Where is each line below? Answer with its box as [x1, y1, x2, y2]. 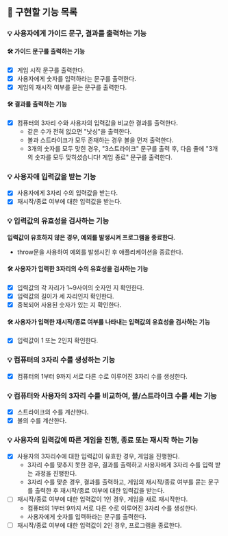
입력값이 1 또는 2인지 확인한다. [16, 336, 99, 345]
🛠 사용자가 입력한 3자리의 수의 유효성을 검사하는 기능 [7, 265, 149, 273]
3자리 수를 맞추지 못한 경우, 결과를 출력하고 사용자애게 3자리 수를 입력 [27, 461, 214, 469]
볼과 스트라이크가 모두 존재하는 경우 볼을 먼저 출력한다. [27, 136, 174, 144]
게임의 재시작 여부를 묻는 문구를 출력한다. [16, 83, 127, 91]
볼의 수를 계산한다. [16, 417, 67, 425]
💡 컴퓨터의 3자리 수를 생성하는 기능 [7, 356, 116, 365]
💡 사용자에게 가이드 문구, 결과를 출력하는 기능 [7, 29, 147, 38]
